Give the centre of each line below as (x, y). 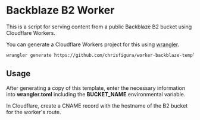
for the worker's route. (34, 112)
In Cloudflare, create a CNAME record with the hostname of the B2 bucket (97, 106)
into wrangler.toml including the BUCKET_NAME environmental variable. (96, 94)
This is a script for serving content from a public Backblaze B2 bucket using (99, 27)
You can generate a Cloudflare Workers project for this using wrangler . (93, 44)
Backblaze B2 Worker (60, 10)
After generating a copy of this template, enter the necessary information (96, 88)
